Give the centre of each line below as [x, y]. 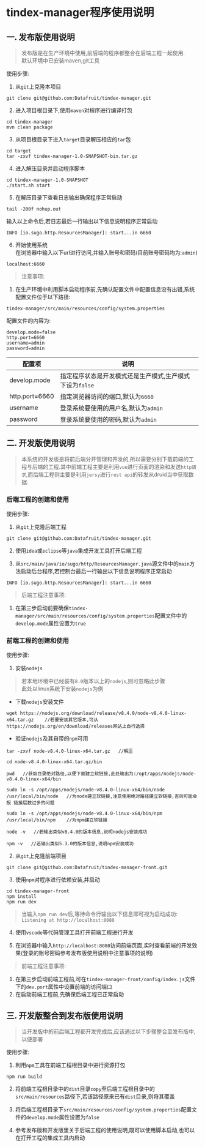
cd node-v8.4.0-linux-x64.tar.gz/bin [54, 762]
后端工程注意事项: [43, 595]
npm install [21, 897]
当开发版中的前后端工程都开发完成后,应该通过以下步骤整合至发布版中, [108, 1031]
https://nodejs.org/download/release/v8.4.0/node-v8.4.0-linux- [103, 714]
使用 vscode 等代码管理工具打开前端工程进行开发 [74, 932]
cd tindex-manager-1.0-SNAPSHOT [47, 180]
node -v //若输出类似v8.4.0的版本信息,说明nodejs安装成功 [77, 832]
